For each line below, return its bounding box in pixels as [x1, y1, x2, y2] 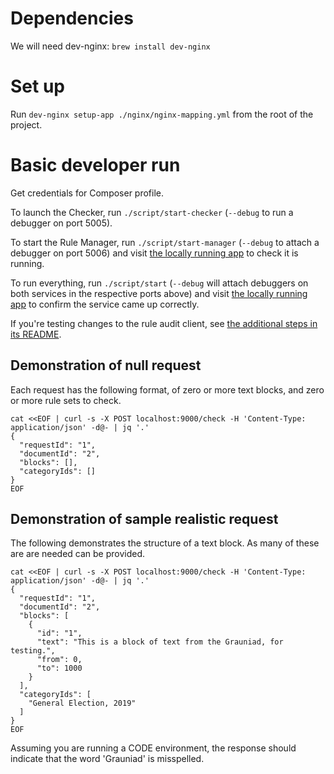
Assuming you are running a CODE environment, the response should [10, 742, 297, 754]
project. [10, 118, 43, 131]
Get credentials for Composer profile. [10, 187, 165, 199]
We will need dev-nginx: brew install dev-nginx [10, 40, 211, 52]
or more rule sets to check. [10, 394, 122, 406]
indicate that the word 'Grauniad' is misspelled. [10, 753, 205, 765]
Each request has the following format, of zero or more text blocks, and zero [10, 383, 325, 396]
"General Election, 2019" [28, 698, 137, 709]
